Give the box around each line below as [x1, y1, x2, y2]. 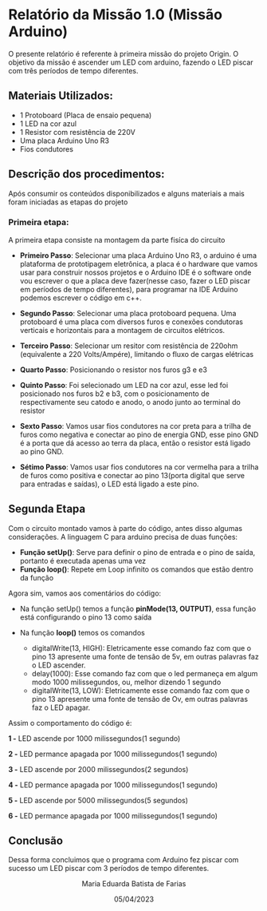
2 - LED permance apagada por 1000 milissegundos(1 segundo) [8, 749, 218, 759]
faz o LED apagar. [31, 703, 91, 712]
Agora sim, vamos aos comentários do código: [8, 588, 162, 598]
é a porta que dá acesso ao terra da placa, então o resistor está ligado [19, 438, 251, 448]
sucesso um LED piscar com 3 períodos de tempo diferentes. [8, 864, 210, 873]
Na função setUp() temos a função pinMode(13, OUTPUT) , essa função [19, 604, 257, 613]
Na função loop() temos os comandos [19, 628, 145, 637]
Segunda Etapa [8, 502, 86, 516]
